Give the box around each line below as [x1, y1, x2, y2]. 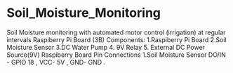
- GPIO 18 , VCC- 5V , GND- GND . [6, 58, 106, 66]
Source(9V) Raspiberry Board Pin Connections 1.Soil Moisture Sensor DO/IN [6, 51, 226, 59]
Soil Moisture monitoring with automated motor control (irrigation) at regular [6, 28, 226, 36]
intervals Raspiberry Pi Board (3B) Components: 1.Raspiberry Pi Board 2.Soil [6, 35, 227, 44]
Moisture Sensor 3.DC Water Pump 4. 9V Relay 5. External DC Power [6, 43, 205, 51]
